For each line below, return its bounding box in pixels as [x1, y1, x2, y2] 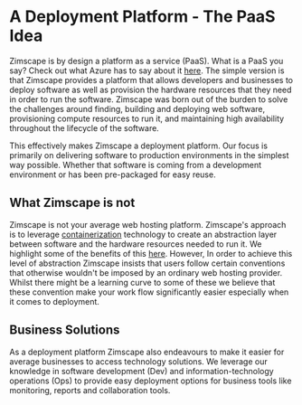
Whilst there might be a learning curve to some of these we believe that [9, 277, 276, 287]
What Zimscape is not [9, 195, 136, 211]
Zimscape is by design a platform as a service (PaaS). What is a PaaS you [9, 55, 284, 66]
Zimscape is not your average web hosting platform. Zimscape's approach [9, 219, 287, 230]
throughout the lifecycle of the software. [9, 122, 160, 133]
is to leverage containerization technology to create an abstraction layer [9, 229, 278, 240]
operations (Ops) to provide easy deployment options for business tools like [9, 375, 292, 386]
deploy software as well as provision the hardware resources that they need [9, 84, 292, 95]
